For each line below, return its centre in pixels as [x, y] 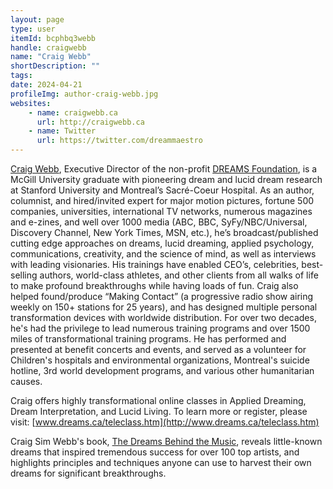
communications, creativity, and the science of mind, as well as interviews [163, 254]
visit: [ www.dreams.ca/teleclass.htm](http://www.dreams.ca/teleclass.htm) [165, 422]
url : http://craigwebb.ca [90, 122]
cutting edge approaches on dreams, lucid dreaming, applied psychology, [162, 243]
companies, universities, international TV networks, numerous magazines [161, 211]
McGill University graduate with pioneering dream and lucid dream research [166, 179]
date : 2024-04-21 [46, 85]
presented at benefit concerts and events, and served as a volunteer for [158, 349]
